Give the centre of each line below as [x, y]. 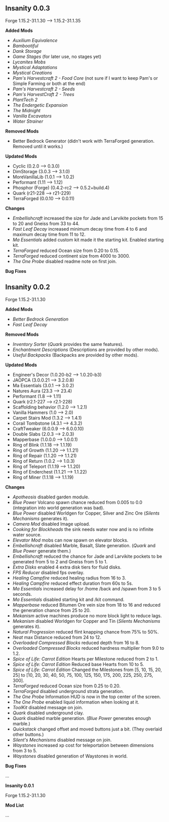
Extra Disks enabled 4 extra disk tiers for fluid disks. [67, 567]
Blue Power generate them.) [42, 551]
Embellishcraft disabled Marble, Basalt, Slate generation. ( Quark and [84, 545]
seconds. [22, 594]
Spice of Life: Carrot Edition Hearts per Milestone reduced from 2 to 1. [86, 659]
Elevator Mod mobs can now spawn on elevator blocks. [70, 540]
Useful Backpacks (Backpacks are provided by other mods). [76, 355]
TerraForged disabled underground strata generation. [68, 691]
